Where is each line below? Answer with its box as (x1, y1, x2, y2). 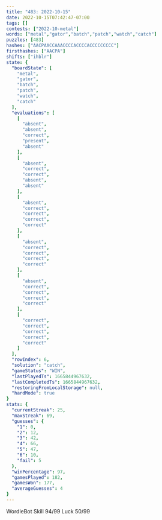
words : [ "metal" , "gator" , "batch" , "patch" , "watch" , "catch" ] (6, 31, 157, 37)
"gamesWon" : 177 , (11, 480, 55, 486)
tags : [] (6, 20, 28, 26)
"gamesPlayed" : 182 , (11, 474, 63, 480)
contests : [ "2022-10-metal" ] (6, 25, 79, 32)
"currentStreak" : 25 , (11, 407, 66, 413)
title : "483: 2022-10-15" (6, 8, 71, 15)
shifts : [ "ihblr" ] (6, 54, 52, 60)
